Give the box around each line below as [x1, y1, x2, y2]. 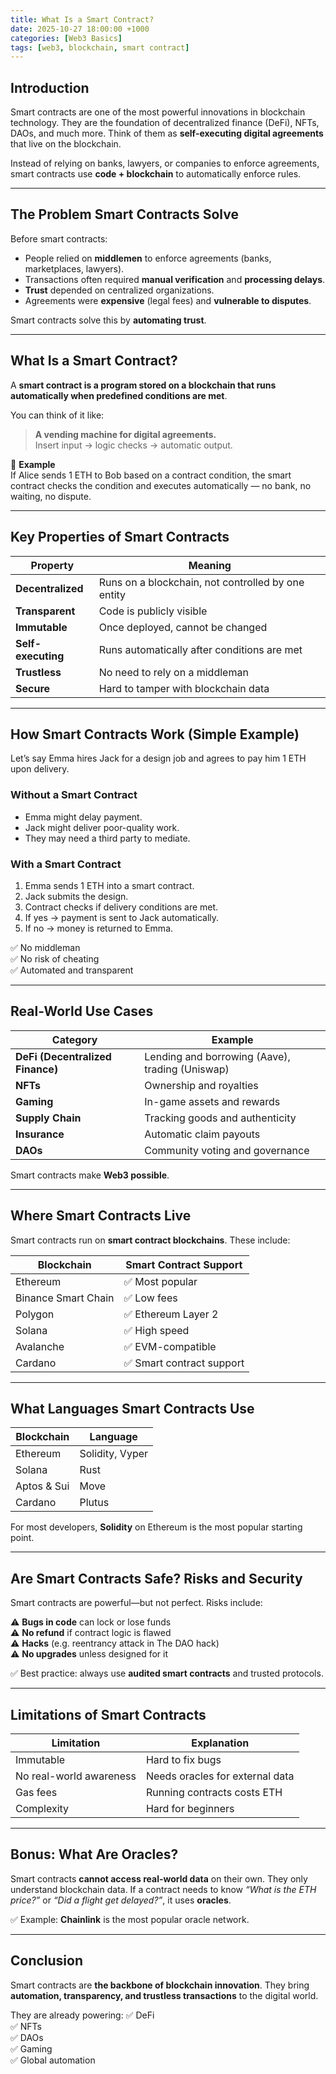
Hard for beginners [145, 1801, 235, 1815]
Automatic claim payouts [144, 1127, 261, 1141]
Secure [15, 681, 51, 695]
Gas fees [15, 1785, 58, 1799]
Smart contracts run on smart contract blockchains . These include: [10, 1234, 291, 1246]
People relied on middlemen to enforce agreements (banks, [24, 252, 272, 264]
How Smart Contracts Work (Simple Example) [10, 726, 300, 743]
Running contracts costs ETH [145, 1785, 283, 1799]
